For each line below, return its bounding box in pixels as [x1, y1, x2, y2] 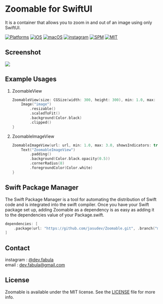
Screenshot [5, 48, 41, 57]
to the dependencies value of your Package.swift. [5, 212, 104, 218]
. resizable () [30, 106, 56, 112]
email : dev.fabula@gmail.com [5, 262, 65, 268]
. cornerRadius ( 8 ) [30, 161, 65, 166]
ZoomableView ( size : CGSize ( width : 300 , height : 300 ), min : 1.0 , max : [12, 97, 156, 102]
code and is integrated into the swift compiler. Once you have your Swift [5, 201, 149, 208]
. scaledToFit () [30, 111, 61, 116]
